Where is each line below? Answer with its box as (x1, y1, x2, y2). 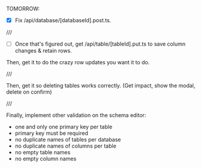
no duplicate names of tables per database (14, 136, 121, 143)
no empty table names (14, 149, 71, 156)
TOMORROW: (6, 5, 40, 12)
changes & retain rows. (14, 47, 72, 55)
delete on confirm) (6, 88, 52, 95)
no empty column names (14, 155, 77, 163)
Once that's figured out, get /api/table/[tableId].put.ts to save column (14, 40, 186, 47)
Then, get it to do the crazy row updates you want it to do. (6, 59, 150, 66)
